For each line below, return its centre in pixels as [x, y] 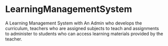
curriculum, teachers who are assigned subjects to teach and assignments [82, 28]
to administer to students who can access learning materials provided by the [84, 33]
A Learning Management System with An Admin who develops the [73, 23]
